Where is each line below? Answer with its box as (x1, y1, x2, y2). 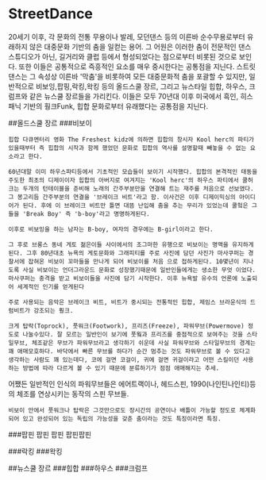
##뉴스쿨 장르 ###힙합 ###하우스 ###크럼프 (8, 463, 148, 473)
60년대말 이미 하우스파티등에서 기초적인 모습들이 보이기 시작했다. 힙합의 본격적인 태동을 (8, 167, 258, 175)
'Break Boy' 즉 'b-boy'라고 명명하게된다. (22, 209, 150, 218)
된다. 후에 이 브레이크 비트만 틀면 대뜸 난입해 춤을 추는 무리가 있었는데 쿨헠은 (22, 202, 249, 209)
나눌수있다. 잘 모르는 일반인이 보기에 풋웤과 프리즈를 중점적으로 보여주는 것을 (22, 330, 244, 338)
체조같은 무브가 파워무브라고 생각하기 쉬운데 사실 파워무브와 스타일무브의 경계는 (31, 339, 256, 347)
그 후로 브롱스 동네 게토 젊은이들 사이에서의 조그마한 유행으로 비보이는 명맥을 (8, 240, 229, 248)
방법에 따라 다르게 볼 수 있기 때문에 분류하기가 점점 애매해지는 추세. (22, 364, 220, 372)
